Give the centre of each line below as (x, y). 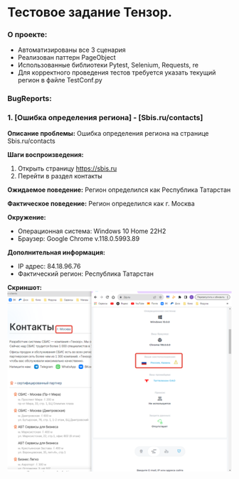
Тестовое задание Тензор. (90, 12)
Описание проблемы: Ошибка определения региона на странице (108, 133)
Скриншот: (25, 287)
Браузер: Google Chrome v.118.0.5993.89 (79, 238)
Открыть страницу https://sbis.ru (67, 168)
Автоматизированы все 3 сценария (71, 50)
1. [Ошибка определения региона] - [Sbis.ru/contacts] (105, 118)
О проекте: (27, 35)
